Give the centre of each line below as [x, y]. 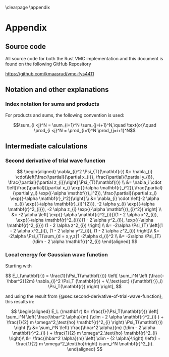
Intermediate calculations [46, 146]
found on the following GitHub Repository [48, 64]
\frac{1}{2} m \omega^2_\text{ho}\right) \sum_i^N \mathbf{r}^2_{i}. [85, 343]
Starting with [18, 266]
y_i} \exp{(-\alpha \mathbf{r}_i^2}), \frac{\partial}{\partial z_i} [94, 193]
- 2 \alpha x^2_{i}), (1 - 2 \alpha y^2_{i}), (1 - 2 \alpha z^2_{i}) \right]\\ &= [85, 231]
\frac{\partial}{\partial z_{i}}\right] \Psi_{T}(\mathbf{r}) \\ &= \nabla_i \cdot [85, 182]
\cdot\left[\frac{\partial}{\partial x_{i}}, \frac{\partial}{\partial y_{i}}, [85, 177]
